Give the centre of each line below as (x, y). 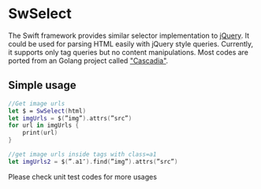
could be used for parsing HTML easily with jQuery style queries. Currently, (131, 43)
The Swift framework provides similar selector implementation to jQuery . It (129, 35)
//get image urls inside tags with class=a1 (82, 154)
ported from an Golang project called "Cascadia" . (88, 61)
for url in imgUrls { (44, 126)
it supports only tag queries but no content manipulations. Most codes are (129, 52)
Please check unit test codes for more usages (83, 176)
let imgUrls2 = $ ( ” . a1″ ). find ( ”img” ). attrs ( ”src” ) (93, 161)
